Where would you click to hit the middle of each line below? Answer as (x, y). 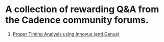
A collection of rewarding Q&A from (82, 9)
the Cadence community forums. (77, 20)
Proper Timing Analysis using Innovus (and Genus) (66, 34)
